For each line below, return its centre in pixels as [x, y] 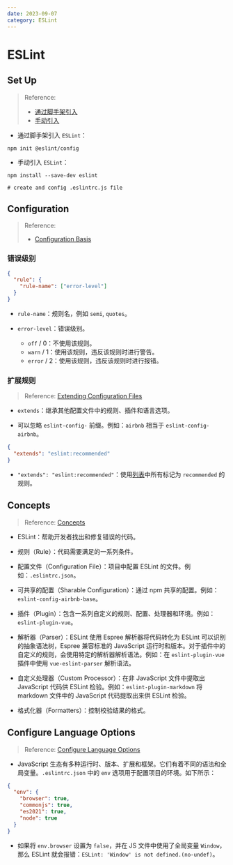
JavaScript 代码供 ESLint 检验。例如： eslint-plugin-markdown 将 [110, 686]
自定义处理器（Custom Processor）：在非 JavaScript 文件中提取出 [111, 678]
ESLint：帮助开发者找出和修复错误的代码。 [78, 536]
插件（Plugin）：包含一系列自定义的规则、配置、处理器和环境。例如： [116, 613]
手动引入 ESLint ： [43, 162]
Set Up [22, 81]
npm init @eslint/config [43, 148]
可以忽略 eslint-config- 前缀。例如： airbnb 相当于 [91, 426]
